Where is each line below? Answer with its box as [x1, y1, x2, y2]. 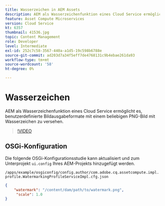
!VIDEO [17, 128, 32, 134]
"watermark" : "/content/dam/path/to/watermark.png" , [14, 187, 124, 192]
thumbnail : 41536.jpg [5, 30, 50, 35]
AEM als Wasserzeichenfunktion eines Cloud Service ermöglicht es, [5, 108, 142, 114]
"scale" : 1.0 [16, 192, 43, 197]
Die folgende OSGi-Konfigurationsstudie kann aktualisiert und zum [5, 155, 140, 161]
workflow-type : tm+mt [5, 57, 50, 62]
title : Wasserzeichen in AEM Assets [5, 7, 80, 12]
